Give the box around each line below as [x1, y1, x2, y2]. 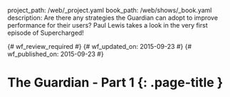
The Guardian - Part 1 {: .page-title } [7, 74, 224, 91]
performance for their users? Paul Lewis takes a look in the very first [7, 21, 208, 29]
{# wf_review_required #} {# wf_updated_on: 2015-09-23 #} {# [7, 42, 192, 50]
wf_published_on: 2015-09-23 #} [7, 50, 105, 58]
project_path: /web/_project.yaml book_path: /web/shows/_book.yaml [7, 6, 212, 14]
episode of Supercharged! [7, 28, 84, 37]
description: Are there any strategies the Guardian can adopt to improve [7, 13, 219, 22]
